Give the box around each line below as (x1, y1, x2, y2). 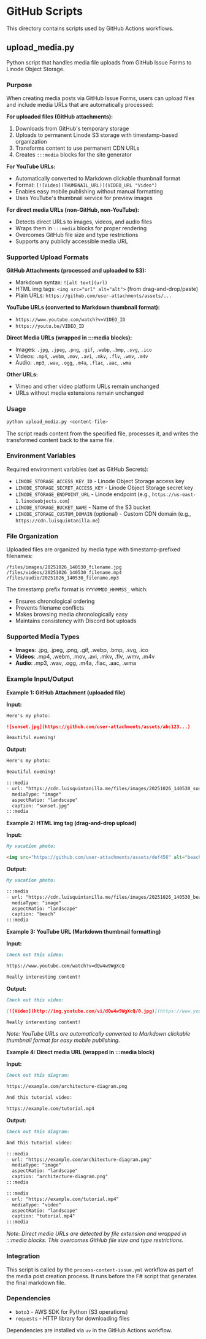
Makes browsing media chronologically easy (15, 611, 128, 618)
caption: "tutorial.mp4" (12, 1213, 75, 1219)
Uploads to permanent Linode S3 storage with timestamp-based (15, 131, 178, 139)
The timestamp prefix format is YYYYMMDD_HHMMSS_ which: (6, 586, 148, 593)
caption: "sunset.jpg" (12, 802, 70, 809)
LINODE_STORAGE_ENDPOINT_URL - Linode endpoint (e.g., (15, 490, 151, 498)
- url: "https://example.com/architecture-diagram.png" (6, 1156, 152, 1163)
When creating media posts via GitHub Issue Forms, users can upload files (6, 95, 195, 102)
